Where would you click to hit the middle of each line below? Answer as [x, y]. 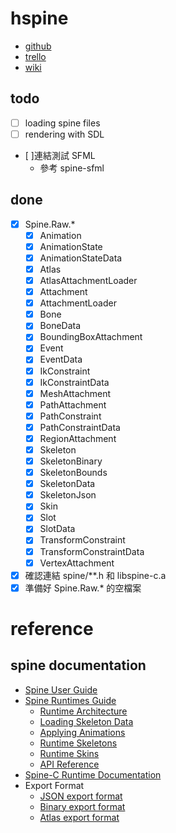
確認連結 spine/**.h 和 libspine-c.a [95, 575]
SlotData [57, 529]
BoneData [60, 326]
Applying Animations [82, 732]
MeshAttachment [75, 393]
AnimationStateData [81, 258]
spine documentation [78, 665]
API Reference [69, 764]
